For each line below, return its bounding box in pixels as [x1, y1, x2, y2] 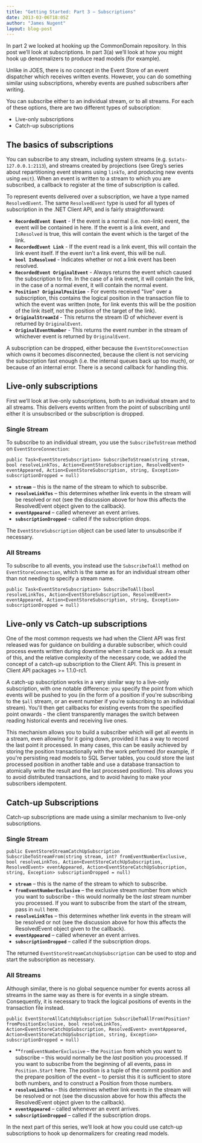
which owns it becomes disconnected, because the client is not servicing [6, 351, 189, 358]
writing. [6, 86, 25, 93]
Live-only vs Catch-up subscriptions [6, 619, 148, 629]
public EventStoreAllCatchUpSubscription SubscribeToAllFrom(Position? [6, 1016, 190, 1022]
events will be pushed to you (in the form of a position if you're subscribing [6, 691, 193, 698]
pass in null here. [14, 906, 60, 913]
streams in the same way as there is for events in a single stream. [6, 991, 169, 998]
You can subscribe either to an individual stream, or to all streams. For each [6, 98, 194, 105]
